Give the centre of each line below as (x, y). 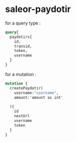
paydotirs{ (21, 37)
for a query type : (23, 23)
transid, (23, 46)
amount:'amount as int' (39, 97)
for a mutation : (21, 74)
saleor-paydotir (38, 9)
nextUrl (22, 116)
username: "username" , (36, 93)
